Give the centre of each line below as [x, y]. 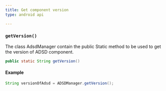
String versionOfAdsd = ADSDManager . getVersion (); [60, 83]
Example [15, 73]
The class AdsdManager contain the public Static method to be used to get [83, 47]
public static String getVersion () [43, 61]
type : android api [24, 15]
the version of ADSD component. [40, 52]
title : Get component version [37, 10]
